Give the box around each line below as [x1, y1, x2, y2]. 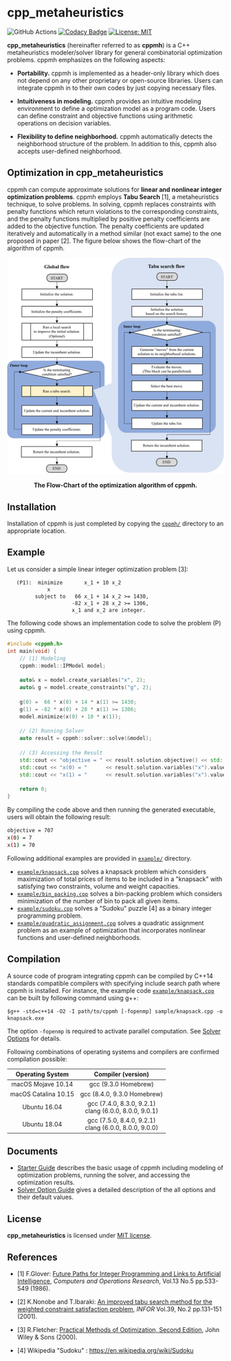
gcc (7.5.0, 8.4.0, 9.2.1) [87, 1116, 156, 1125]
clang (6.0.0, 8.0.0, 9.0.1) [85, 1107, 159, 1115]
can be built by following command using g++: [7, 994, 139, 1002]
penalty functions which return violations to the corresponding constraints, [7, 207, 219, 215]
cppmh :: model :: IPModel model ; [19, 662, 107, 669]
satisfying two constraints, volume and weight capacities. [16, 882, 180, 890]
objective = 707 [7, 827, 54, 834]
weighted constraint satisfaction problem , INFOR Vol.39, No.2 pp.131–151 [16, 1305, 222, 1313]
